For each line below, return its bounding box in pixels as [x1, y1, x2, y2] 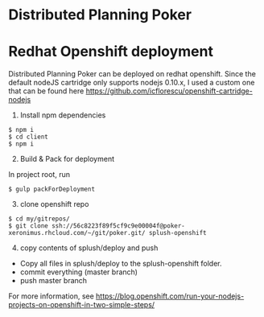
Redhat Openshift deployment [8, 43, 213, 61]
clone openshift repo [19, 200, 89, 209]
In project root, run [8, 170, 71, 179]
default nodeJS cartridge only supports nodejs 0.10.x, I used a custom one [8, 78, 255, 88]
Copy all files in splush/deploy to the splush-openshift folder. [19, 259, 222, 269]
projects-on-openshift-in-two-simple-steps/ [8, 300, 155, 310]
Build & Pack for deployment [19, 154, 115, 164]
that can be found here [8, 86, 85, 96]
